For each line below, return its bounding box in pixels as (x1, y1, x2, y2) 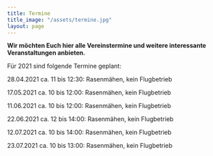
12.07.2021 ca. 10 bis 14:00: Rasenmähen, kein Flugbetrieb (7, 128, 172, 137)
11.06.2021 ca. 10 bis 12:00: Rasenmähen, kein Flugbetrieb (7, 102, 172, 110)
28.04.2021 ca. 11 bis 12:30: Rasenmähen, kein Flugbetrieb (7, 75, 172, 83)
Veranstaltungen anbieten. (7, 49, 86, 57)
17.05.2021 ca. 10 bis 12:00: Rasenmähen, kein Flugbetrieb (7, 88, 172, 96)
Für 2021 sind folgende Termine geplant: (7, 62, 122, 70)
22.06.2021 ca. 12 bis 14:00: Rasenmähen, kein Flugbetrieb (7, 115, 174, 123)
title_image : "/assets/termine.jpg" (7, 16, 112, 23)
